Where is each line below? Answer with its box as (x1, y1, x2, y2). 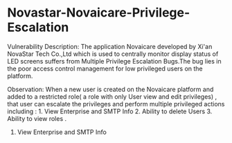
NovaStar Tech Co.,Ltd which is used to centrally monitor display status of (7, 50, 219, 58)
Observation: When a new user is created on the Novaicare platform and (7, 85, 214, 93)
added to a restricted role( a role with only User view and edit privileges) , (7, 92, 217, 101)
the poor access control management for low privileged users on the (7, 64, 203, 73)
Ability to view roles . (7, 114, 67, 122)
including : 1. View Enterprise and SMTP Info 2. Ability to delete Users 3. (7, 107, 213, 115)
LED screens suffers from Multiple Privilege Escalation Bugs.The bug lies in (7, 57, 222, 65)
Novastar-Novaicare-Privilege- (7, 5, 190, 21)
